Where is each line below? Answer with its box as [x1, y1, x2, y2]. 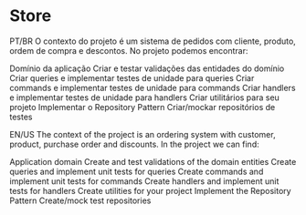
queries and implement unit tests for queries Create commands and [9, 166, 264, 177]
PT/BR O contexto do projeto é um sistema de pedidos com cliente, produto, [9, 36, 297, 46]
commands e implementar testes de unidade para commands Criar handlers [9, 82, 296, 93]
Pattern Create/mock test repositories [9, 195, 152, 206]
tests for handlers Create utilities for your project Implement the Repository [9, 185, 291, 196]
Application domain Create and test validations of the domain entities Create [9, 156, 297, 167]
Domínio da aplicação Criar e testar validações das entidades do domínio [9, 63, 285, 74]
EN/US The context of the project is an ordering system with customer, [9, 128, 276, 139]
